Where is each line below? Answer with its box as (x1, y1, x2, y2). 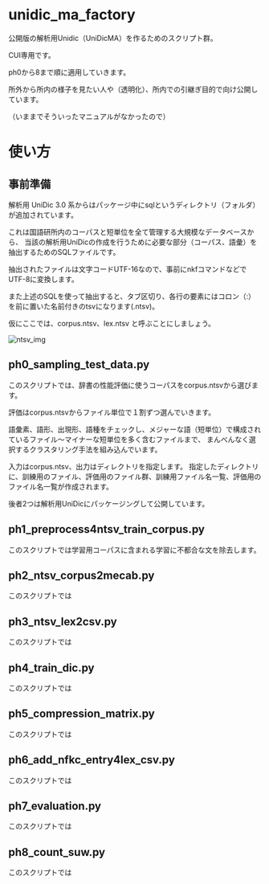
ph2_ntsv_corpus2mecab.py (8, 568, 155, 582)
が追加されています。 (8, 210, 79, 219)
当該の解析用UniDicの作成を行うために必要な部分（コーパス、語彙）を (23, 237, 258, 247)
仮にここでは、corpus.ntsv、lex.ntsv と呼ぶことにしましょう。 (8, 318, 215, 328)
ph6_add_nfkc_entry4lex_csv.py (8, 753, 175, 767)
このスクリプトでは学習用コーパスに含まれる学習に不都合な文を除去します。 (8, 545, 261, 555)
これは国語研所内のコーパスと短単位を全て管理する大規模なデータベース (8, 227, 247, 236)
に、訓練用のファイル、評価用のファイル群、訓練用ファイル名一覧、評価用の (8, 472, 262, 481)
